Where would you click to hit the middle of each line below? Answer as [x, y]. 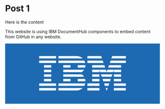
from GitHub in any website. [33, 37]
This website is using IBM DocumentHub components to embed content [78, 31]
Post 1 [17, 9]
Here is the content [25, 22]
